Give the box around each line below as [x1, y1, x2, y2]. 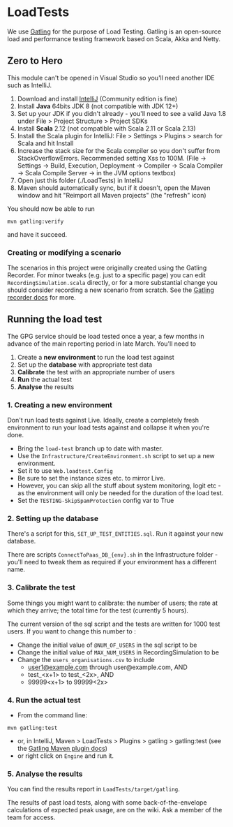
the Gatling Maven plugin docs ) [17, 745, 108, 753]
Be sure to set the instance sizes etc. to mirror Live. [17, 474, 165, 483]
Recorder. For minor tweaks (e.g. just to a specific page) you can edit [7, 271, 206, 279]
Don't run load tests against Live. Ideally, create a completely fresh [7, 416, 200, 425]
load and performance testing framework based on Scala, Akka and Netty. [7, 34, 221, 43]
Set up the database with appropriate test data [17, 360, 153, 369]
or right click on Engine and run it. [17, 752, 114, 760]
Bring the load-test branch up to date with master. [17, 444, 163, 453]
